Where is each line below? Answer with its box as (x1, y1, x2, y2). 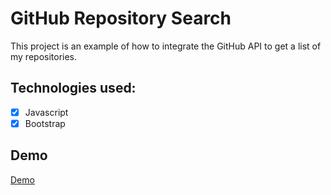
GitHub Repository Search (10, 7, 232, 30)
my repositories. (10, 50, 78, 62)
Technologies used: (10, 80, 137, 97)
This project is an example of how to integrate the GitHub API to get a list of (10, 40, 322, 52)
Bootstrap (24, 117, 66, 129)
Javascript (24, 106, 69, 118)
